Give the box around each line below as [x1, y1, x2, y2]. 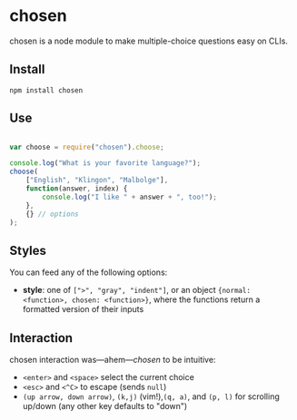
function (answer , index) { [25, 184, 128, 193]
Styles [9, 242, 47, 259]
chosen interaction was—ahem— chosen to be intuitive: [9, 355, 216, 366]
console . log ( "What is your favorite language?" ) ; [9, 159, 202, 168]
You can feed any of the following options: [9, 267, 168, 278]
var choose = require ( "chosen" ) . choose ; [9, 142, 165, 151]
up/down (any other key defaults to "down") [22, 401, 188, 412]
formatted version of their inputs [22, 304, 144, 315]
